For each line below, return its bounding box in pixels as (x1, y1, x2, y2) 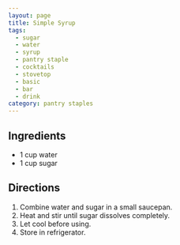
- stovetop (15, 70, 51, 78)
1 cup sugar (19, 158, 58, 168)
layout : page (8, 11, 51, 20)
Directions (8, 181, 61, 194)
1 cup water (19, 149, 58, 159)
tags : (8, 26, 26, 34)
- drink (15, 92, 41, 100)
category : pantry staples (8, 100, 93, 107)
